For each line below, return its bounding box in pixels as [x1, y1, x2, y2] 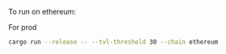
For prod [8, 23, 37, 31]
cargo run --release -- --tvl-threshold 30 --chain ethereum [8, 38, 219, 46]
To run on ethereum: [8, 7, 77, 16]
